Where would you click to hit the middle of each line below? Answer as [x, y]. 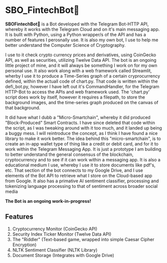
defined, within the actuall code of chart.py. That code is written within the [82, 81]
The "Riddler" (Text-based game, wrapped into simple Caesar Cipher [83, 239]
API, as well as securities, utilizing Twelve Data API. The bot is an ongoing [81, 60]
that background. [23, 108]
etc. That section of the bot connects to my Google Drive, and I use [74, 170]
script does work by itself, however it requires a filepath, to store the [75, 97]
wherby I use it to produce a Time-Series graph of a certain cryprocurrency [83, 76]
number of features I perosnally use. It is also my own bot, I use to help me [82, 40]
